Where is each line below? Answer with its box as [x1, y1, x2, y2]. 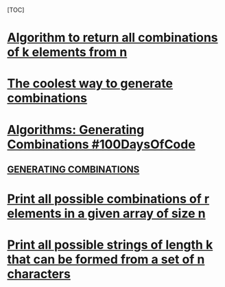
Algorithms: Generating [7, 122, 145, 137]
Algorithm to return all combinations [7, 30, 218, 45]
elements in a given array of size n [7, 206, 206, 222]
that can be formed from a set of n [7, 252, 205, 267]
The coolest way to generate [7, 76, 174, 91]
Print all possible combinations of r [7, 192, 210, 207]
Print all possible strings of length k [7, 237, 213, 253]
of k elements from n [7, 45, 128, 60]
